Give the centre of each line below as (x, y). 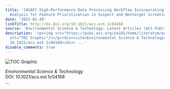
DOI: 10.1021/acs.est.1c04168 (35, 76)
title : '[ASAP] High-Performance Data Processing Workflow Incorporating (85, 10)
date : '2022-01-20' (26, 19)
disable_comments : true (30, 47)
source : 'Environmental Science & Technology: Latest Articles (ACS (79, 29)
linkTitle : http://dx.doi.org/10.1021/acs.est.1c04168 (64, 24)
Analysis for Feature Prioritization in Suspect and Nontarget (78, 15)
